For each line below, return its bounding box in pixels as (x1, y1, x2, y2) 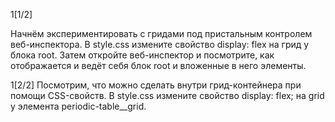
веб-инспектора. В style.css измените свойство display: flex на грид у (10, 39, 310, 50)
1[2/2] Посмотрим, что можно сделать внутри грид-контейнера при (10, 79, 302, 91)
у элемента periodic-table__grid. (10, 100, 147, 112)
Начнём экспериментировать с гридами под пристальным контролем (10, 28, 313, 39)
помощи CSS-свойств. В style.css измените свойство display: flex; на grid (10, 90, 325, 101)
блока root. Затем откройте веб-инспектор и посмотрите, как (10, 49, 275, 61)
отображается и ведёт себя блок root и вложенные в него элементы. (10, 60, 307, 71)
